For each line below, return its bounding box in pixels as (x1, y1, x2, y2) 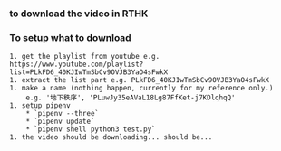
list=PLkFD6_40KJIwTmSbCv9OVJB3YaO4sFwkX (9, 68, 169, 77)
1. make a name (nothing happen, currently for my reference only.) (9, 84, 274, 93)
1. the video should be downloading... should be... (9, 133, 213, 142)
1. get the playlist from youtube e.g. (9, 52, 160, 61)
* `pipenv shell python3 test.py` (25, 125, 156, 134)
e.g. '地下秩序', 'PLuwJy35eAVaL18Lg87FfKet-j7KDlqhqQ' (25, 93, 236, 102)
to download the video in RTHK (9, 7, 149, 20)
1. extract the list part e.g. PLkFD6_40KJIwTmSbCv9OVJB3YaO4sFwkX (9, 76, 270, 85)
